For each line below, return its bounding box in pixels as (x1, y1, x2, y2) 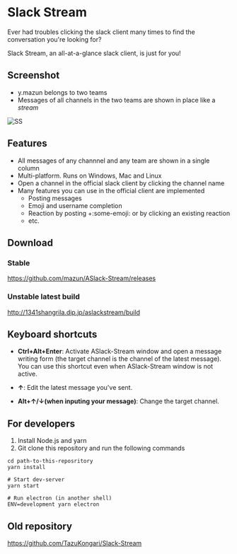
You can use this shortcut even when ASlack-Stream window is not (17, 362, 214, 371)
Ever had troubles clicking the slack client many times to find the (7, 28, 196, 36)
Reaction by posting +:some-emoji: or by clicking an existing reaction (28, 209, 231, 217)
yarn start (7, 483, 40, 490)
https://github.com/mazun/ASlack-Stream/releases (7, 274, 156, 283)
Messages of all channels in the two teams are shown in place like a (17, 96, 216, 104)
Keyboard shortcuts (7, 328, 98, 340)
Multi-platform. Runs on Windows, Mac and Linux (17, 171, 162, 180)
